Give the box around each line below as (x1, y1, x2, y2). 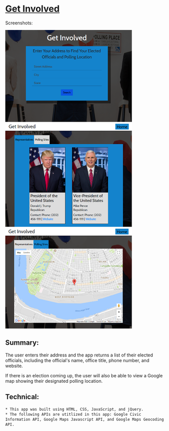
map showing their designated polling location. (5, 378, 103, 384)
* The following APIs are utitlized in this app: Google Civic (5, 412, 142, 417)
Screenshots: (5, 20, 33, 26)
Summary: (5, 338, 39, 347)
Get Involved (5, 3, 60, 15)
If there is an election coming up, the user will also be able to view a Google (5, 372, 163, 378)
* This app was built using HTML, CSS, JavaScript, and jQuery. (5, 407, 144, 412)
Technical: (5, 392, 39, 401)
